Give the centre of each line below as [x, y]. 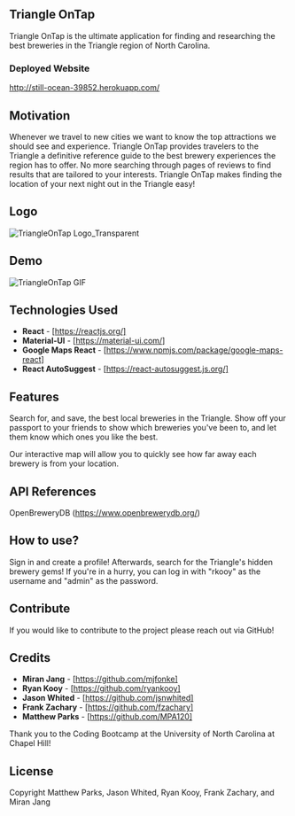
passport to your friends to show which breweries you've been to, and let [143, 428]
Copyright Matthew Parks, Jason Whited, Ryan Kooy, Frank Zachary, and [142, 793]
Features [34, 396]
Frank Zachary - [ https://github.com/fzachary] [108, 707]
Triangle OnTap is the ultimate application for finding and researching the [143, 35]
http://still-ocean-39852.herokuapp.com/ [85, 88]
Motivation [40, 116]
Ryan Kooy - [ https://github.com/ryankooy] [101, 688]
